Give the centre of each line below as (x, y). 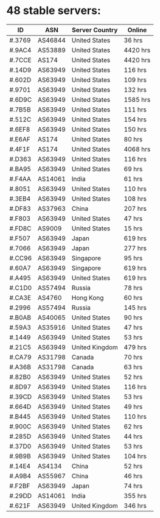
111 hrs (135, 109)
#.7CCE (20, 60)
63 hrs (133, 367)
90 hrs (133, 318)
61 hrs (133, 179)
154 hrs (135, 119)
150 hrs (135, 129)
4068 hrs (137, 149)
